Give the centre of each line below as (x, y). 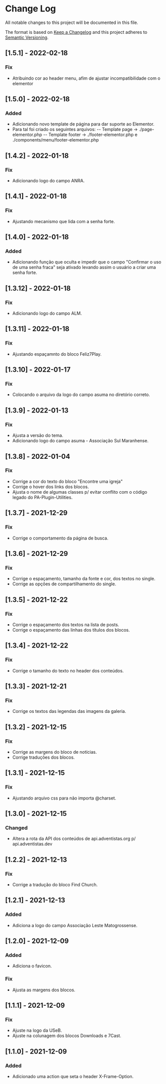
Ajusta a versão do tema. (38, 435)
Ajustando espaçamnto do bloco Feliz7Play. (57, 354)
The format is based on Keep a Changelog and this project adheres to (76, 32)
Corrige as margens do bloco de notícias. (55, 752)
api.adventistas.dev (32, 844)
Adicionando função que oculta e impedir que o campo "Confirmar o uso (87, 262)
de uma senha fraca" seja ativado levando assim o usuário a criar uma (84, 268)
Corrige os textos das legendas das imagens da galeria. (69, 711)
